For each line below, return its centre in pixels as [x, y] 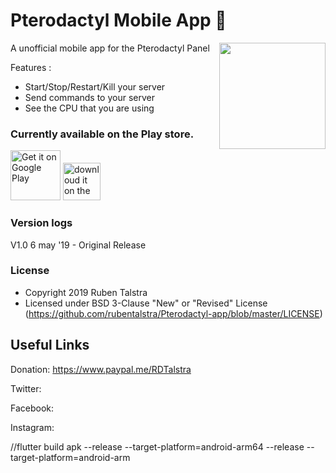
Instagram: [32, 427]
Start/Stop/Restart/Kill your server [95, 86]
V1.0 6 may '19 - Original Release [78, 245]
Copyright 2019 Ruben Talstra [86, 292]
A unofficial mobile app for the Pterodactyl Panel [110, 48]
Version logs [41, 223]
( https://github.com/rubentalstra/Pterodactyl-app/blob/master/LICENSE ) [173, 313]
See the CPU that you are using [89, 108]
